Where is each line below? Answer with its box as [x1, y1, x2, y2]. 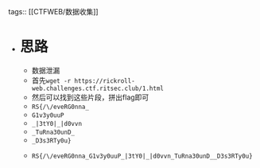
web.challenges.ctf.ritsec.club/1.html [31, 84, 165, 92]
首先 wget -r [31, 75, 72, 85]
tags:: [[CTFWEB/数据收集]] [8, 7, 99, 16]
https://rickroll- [74, 76, 135, 85]
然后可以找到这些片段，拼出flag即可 [31, 92, 149, 102]
